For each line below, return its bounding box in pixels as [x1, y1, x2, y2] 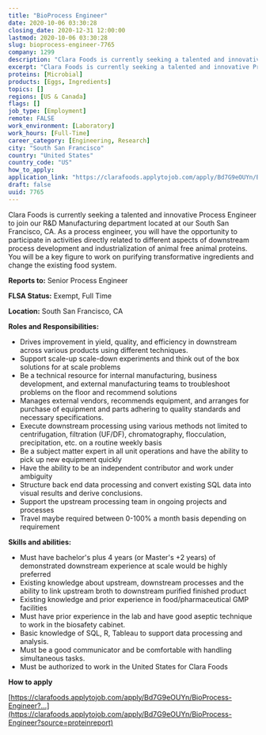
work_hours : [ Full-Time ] [8, 129, 90, 137]
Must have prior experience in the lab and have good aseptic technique [19, 611, 253, 621]
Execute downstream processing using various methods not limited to [19, 421, 248, 430]
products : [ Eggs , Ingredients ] [8, 78, 112, 85]
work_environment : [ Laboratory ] [8, 122, 115, 130]
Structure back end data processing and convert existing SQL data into [19, 479, 252, 489]
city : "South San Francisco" [8, 144, 104, 152]
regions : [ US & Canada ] [8, 93, 87, 100]
